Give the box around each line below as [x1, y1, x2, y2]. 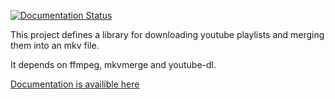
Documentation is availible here [10, 78, 140, 90]
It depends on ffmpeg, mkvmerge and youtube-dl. [10, 59, 217, 70]
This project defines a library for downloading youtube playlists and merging [10, 29, 325, 40]
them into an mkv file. [10, 40, 100, 51]
